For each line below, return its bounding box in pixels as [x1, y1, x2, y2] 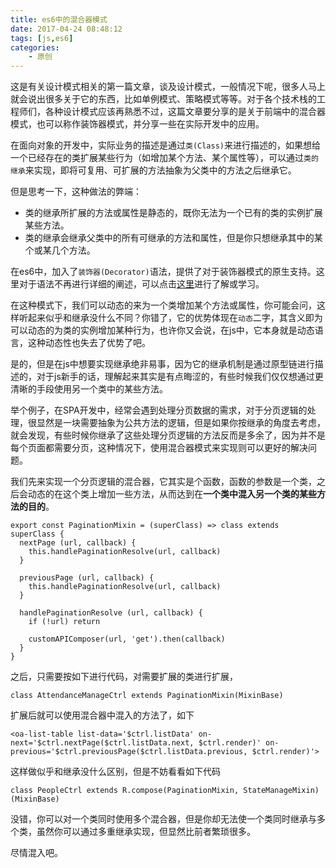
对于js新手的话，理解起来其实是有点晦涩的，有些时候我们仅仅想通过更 [36, 371, 324, 383]
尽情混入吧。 [10, 847, 63, 859]
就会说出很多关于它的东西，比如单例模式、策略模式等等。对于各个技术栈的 [10, 93, 317, 105]
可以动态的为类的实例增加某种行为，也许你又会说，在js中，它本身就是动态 [10, 324, 315, 336]
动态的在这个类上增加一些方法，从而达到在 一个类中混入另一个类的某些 [27, 488, 317, 500]
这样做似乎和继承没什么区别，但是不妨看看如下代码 [10, 766, 221, 778]
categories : [10, 42, 60, 53]
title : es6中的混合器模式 [10, 14, 108, 25]
